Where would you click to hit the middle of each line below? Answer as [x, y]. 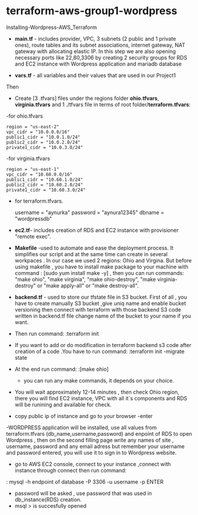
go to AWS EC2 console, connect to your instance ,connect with [93, 464]
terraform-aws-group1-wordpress [92, 11]
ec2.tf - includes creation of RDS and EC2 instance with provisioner [97, 230]
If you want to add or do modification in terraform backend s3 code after [103, 345]
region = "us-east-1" [33, 169]
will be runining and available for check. [63, 404]
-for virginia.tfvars [28, 158]
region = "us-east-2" [33, 127]
